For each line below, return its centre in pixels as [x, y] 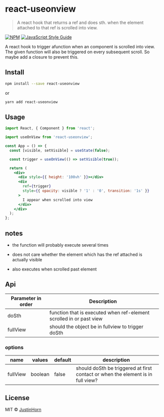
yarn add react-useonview [31, 102]
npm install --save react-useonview [42, 83]
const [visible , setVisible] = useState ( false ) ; [60, 150]
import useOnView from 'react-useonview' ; [49, 137]
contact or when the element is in [114, 375]
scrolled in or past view [76, 318]
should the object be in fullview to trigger [96, 327]
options [14, 347]
